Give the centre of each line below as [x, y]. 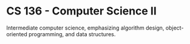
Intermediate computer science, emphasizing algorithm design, [85, 28]
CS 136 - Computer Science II [81, 11]
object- [175, 28]
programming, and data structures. [72, 34]
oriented [17, 34]
